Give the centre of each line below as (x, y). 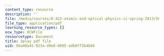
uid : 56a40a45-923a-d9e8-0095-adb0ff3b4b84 (50, 46)
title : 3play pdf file (28, 41)
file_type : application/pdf (34, 23)
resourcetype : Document (29, 37)
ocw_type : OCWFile (24, 32)
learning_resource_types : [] (35, 28)
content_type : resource (29, 9)
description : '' (21, 14)
